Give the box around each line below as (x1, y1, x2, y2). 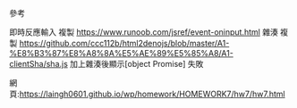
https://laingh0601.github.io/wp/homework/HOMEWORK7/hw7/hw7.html (19, 88, 285, 99)
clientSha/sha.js (9, 59, 69, 69)
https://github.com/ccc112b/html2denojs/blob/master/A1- (19, 38, 230, 48)
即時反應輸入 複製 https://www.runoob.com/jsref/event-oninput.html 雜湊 (9, 27, 279, 37)
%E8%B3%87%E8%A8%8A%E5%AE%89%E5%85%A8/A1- (9, 48, 234, 58)
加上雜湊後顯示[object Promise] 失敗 (70, 59, 204, 69)
